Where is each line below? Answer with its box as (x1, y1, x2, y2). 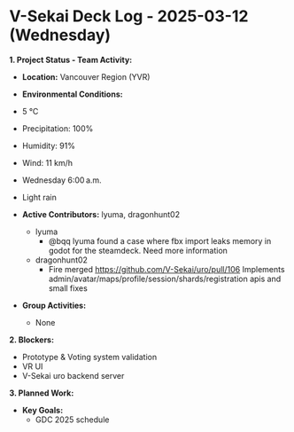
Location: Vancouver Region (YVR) (21, 71, 151, 82)
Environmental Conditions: (21, 89, 123, 99)
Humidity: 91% (21, 140, 75, 151)
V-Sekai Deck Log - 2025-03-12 (9, 6, 249, 27)
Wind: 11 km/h (21, 157, 73, 168)
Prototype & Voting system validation (21, 351, 158, 362)
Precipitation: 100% (21, 122, 94, 134)
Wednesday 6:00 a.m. (21, 175, 102, 185)
